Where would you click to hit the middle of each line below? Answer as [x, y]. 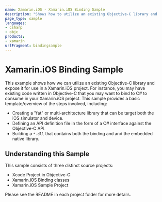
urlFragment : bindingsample [33, 46]
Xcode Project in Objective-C [41, 175]
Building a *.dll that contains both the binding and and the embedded [82, 133]
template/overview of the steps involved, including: [56, 103]
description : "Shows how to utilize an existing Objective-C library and [81, 14]
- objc [12, 32]
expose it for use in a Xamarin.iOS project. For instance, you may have [75, 88]
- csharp [14, 28]
